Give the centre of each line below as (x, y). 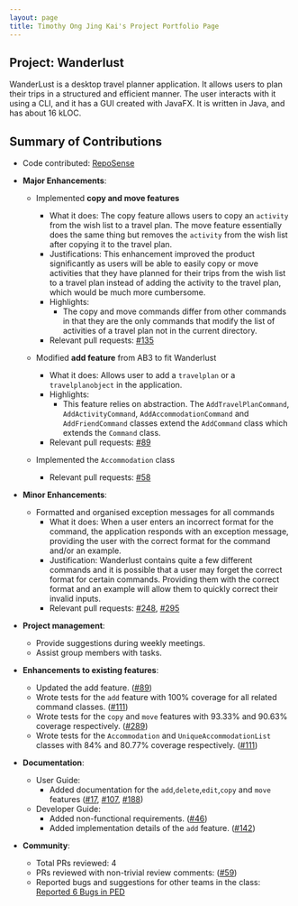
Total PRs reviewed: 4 (76, 864)
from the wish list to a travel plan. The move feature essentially (165, 226)
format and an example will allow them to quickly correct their (164, 589)
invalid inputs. (75, 599)
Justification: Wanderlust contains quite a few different (151, 560)
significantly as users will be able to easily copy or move (154, 263)
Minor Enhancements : (65, 495)
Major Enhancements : (64, 180)
